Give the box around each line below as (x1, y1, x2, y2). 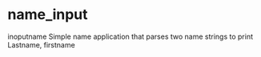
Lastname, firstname (7, 40, 75, 49)
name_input (7, 6, 89, 24)
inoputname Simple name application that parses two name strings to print (7, 32, 254, 41)
